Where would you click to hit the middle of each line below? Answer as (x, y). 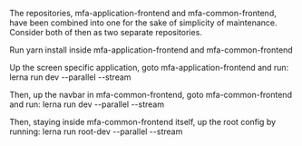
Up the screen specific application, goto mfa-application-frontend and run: (149, 68)
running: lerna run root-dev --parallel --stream (96, 131)
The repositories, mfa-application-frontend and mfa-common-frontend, (143, 13)
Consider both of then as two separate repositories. (106, 32)
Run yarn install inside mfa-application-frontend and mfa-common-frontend (151, 50)
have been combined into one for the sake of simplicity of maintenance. (144, 23)
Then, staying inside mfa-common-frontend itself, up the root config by (143, 122)
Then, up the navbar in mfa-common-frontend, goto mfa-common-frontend (151, 95)
